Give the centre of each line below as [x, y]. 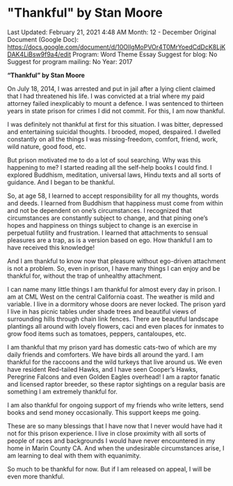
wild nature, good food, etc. [47, 146]
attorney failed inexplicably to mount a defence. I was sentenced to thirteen [115, 103]
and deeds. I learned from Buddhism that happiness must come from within [115, 203]
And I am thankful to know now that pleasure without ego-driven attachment [116, 261]
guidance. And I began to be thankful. [61, 182]
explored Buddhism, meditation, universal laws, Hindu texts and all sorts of [114, 175]
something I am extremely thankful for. [63, 391]
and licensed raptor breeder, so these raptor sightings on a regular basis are [116, 384]
